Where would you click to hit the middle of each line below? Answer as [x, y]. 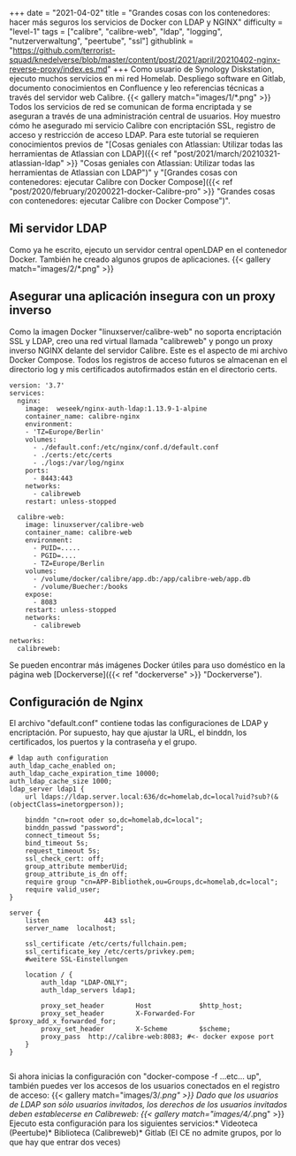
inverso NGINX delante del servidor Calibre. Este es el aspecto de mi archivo [148, 350]
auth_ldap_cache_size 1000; [61, 782]
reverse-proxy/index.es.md [58, 69]
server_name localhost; [71, 929]
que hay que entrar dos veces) [65, 1142]
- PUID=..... [57, 547]
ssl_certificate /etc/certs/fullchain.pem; [106, 944]
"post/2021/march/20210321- [227, 153]
